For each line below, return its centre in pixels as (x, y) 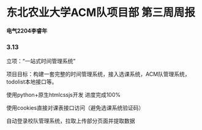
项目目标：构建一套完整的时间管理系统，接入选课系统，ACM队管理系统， (99, 74)
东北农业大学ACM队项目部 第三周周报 (101, 13)
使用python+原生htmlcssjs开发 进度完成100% (64, 95)
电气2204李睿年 (27, 31)
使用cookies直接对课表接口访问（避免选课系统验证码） (75, 108)
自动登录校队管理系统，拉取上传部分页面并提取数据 (71, 121)
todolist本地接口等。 (32, 82)
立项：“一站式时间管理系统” (41, 61)
